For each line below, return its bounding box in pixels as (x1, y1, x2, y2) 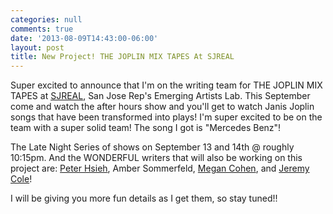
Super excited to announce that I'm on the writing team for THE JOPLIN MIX (10, 79, 323, 91)
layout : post (10, 42, 65, 53)
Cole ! (10, 173, 33, 185)
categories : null (10, 14, 83, 25)
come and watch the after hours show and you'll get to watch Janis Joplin (10, 101, 315, 113)
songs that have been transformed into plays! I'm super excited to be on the (10, 111, 323, 123)
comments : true (10, 24, 74, 34)
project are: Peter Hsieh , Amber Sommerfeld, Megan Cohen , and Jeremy (10, 162, 310, 175)
